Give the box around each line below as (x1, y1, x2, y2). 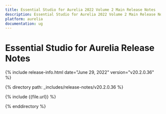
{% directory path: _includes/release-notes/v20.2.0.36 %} (5, 84, 124, 90)
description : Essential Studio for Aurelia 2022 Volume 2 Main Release (5, 12, 156, 17)
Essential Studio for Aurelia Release (5, 43, 155, 54)
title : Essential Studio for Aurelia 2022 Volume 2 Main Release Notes (5, 7, 156, 12)
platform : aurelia (5, 16, 43, 21)
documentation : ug (5, 21, 43, 26)
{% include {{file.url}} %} (5, 94, 56, 100)
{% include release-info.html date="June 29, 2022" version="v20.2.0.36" (5, 69, 154, 75)
